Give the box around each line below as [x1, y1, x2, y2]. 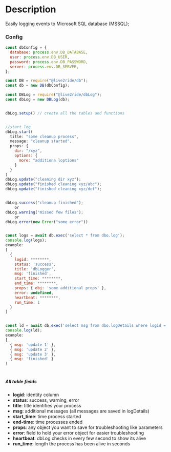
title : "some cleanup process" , [10, 134, 79, 139]
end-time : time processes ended [12, 419, 83, 425]
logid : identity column [12, 391, 59, 398]
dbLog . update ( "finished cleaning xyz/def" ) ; [5, 186, 102, 192]
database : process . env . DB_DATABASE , [10, 50, 88, 55]
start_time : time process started [12, 413, 81, 419]
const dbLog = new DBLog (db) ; [5, 97, 70, 102]
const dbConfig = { [5, 45, 47, 50]
